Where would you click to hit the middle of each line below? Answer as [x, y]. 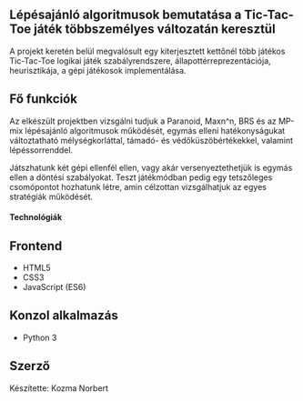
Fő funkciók [43, 99]
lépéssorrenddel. [41, 150]
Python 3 [40, 337]
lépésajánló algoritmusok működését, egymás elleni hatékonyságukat [155, 130]
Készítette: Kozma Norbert [59, 388]
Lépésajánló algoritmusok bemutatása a [126, 15]
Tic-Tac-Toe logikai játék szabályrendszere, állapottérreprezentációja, [140, 60]
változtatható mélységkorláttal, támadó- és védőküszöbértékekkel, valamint [151, 140]
